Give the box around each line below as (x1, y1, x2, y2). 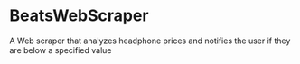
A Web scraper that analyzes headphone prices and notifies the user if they (9, 35, 291, 46)
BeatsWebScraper (9, 5, 149, 26)
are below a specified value (9, 44, 112, 55)
